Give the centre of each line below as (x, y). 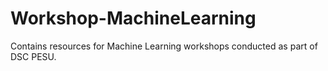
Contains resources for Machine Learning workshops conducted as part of (164, 46)
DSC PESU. (33, 56)
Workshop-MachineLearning (133, 18)
